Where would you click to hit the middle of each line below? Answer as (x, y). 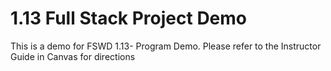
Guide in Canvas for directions (73, 56)
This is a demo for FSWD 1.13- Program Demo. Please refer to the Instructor (166, 46)
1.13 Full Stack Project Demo (129, 18)
